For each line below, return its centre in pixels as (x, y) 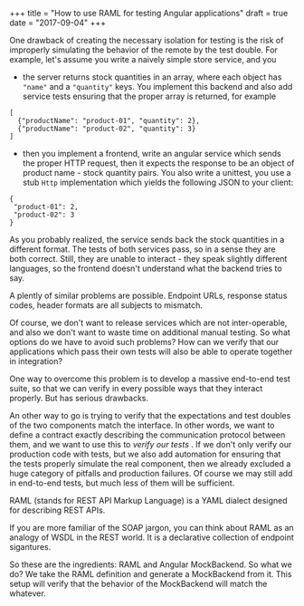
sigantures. (30, 547)
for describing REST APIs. (57, 510)
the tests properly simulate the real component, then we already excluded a (150, 464)
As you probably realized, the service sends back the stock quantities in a (147, 240)
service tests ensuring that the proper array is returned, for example (149, 96)
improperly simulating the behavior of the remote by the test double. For (144, 50)
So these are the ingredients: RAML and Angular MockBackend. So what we (151, 564)
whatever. (28, 593)
